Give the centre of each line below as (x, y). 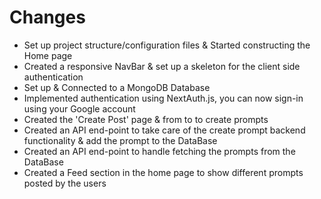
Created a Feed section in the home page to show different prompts (163, 172)
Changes (47, 17)
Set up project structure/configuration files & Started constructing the (167, 45)
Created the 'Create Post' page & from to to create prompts (146, 119)
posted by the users (65, 183)
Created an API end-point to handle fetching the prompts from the (159, 151)
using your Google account (79, 108)
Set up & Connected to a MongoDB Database (117, 87)
